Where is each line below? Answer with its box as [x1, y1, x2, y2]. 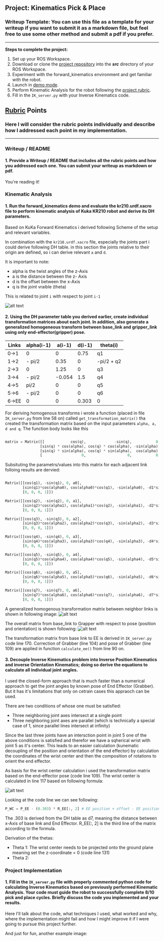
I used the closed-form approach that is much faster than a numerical [5, 678, 145, 684]
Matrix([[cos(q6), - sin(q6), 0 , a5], [5, 570, 82, 575]
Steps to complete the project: [5, 46, 68, 52]
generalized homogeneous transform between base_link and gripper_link [5, 324, 157, 330]
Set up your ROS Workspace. [12, 56, 71, 61]
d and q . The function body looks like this [5, 426, 89, 431]
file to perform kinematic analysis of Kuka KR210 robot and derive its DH [5, 208, 155, 214]
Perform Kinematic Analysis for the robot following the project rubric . [12, 87, 151, 93]
